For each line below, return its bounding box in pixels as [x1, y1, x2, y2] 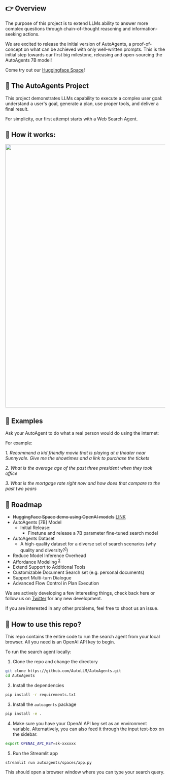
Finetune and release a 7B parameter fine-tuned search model [27, 530, 158, 536]
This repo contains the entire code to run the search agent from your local [5, 634, 160, 640]
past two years [5, 485, 37, 492]
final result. [5, 106, 29, 112]
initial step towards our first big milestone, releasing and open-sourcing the [5, 51, 162, 57]
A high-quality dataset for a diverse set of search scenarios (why [20, 541, 156, 547]
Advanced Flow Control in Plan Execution [12, 580, 99, 587]
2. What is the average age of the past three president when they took [5, 465, 153, 471]
